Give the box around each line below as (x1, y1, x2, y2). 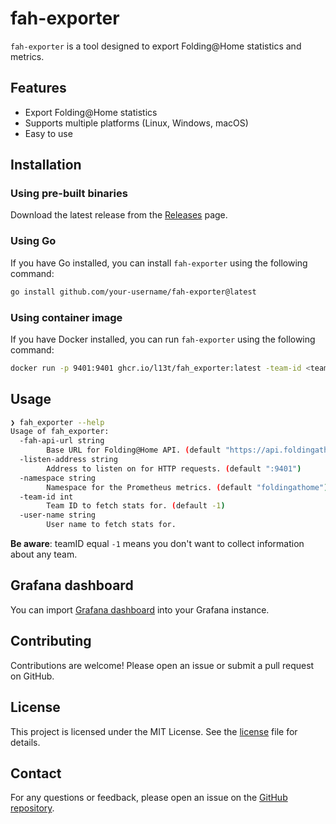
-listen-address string (19, 455, 118, 465)
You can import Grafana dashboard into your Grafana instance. (10, 603, 270, 616)
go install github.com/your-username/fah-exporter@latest (10, 287, 257, 297)
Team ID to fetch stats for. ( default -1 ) (46, 501, 226, 511)
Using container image (10, 310, 123, 324)
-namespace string (19, 473, 97, 483)
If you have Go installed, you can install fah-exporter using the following (10, 257, 308, 269)
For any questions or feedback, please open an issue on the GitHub (10, 792, 288, 804)
